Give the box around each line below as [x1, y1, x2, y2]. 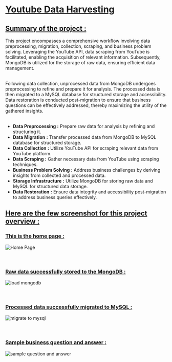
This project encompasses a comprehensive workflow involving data [5, 38, 150, 44]
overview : [5, 217, 40, 226]
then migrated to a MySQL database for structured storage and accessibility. [5, 92, 167, 97]
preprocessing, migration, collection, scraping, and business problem [5, 43, 152, 49]
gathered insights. [5, 108, 44, 114]
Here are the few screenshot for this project [5, 209, 147, 218]
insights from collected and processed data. [12, 172, 106, 178]
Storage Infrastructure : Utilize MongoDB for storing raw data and [12, 178, 153, 184]
